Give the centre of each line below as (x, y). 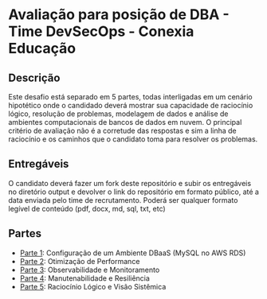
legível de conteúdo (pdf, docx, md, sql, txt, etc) (87, 208)
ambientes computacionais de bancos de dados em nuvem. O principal (125, 122)
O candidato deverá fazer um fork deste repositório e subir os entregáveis (130, 183)
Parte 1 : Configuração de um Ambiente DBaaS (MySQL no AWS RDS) (133, 253)
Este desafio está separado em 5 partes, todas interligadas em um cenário (130, 97)
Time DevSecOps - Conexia (101, 31)
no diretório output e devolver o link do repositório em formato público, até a (133, 192)
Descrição (34, 78)
